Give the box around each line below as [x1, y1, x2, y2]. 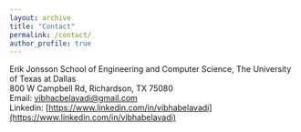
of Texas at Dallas [9, 74, 77, 85]
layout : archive [9, 13, 71, 23]
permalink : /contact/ [9, 30, 92, 39]
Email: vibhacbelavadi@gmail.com [9, 93, 139, 104]
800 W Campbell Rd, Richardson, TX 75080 [9, 83, 173, 94]
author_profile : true [9, 38, 92, 48]
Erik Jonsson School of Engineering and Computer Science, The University [9, 64, 292, 75]
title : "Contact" [9, 22, 76, 31]
